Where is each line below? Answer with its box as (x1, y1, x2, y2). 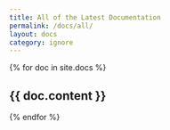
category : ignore (9, 37, 74, 47)
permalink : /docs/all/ (9, 21, 93, 30)
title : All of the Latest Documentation (9, 12, 162, 22)
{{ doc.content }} (9, 88, 107, 103)
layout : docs (9, 29, 58, 38)
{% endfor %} (9, 112, 61, 123)
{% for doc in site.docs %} (9, 62, 107, 73)
